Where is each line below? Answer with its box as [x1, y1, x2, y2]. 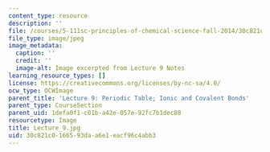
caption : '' [15, 49, 56, 57]
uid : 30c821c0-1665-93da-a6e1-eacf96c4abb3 [8, 131, 157, 139]
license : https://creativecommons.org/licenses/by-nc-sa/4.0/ [8, 79, 221, 87]
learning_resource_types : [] [8, 72, 106, 80]
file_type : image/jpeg [8, 34, 84, 43]
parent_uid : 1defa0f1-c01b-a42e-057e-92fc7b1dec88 [8, 109, 182, 117]
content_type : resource [8, 11, 88, 20]
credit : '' [15, 57, 52, 65]
